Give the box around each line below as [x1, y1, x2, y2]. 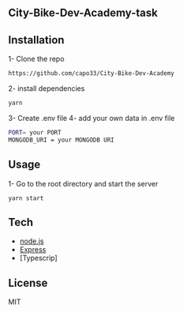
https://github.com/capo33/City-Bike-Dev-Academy [8, 70, 175, 77]
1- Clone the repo [8, 55, 65, 64]
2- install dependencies [8, 84, 85, 93]
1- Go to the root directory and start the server [8, 179, 159, 188]
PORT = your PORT [8, 128, 62, 137]
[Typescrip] [19, 253, 58, 263]
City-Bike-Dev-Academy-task [8, 6, 158, 20]
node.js [19, 236, 45, 246]
